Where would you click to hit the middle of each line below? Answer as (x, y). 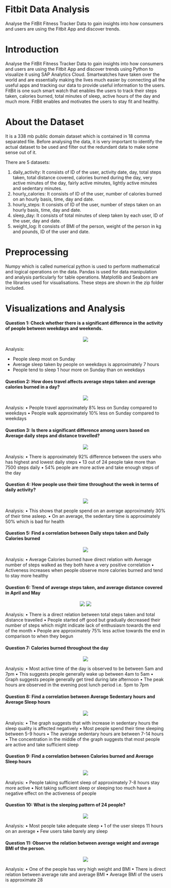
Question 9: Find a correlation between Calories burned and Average (79, 756)
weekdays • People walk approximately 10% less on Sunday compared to (82, 413)
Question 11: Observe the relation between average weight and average (82, 843)
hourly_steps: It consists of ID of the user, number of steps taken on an (87, 204)
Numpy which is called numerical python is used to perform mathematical (83, 266)
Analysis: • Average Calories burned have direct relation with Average (78, 559)
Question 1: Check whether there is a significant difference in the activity (84, 323)
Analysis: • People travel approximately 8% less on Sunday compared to (81, 408)
